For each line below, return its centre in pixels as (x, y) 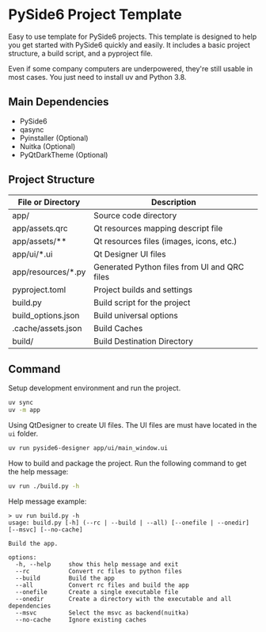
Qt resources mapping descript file (158, 228)
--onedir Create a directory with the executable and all (123, 599)
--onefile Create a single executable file (97, 592)
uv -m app (25, 410)
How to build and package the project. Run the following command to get (127, 463)
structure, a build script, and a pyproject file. (80, 53)
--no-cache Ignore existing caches (81, 619)
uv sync (21, 403)
